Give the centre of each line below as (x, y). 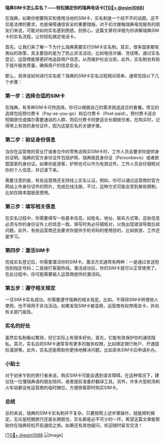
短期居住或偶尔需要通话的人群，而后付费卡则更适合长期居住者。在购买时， (80, 120)
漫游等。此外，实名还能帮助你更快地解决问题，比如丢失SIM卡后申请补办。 (84, 350)
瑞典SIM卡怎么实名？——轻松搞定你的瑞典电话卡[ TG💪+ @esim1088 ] (75, 8)
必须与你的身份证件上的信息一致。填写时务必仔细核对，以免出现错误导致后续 (82, 224)
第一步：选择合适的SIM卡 (35, 96)
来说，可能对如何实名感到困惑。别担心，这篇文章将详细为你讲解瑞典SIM (86, 30)
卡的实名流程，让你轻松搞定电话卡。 (42, 37)
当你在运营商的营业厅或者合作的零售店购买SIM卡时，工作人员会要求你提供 (80, 151)
